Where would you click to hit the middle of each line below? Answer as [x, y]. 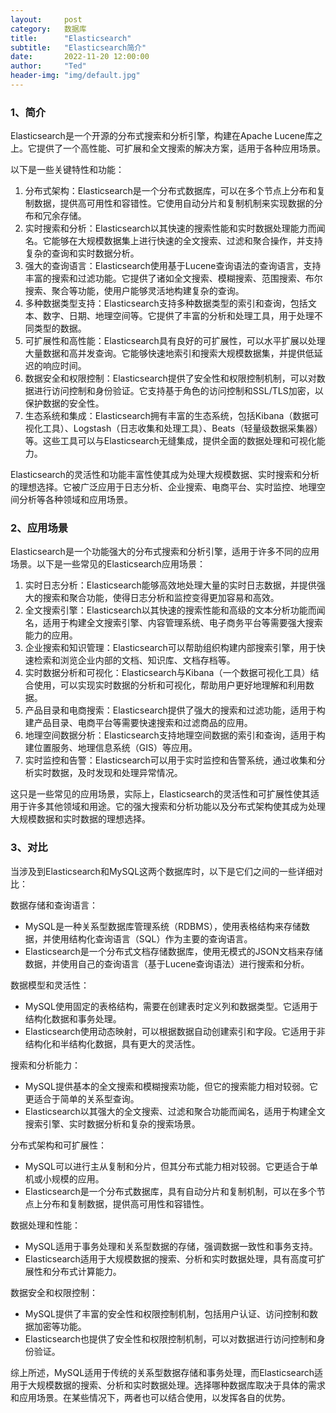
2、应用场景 [39, 528]
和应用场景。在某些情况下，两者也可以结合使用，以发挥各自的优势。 [150, 1397]
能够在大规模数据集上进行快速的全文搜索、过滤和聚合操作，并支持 [187, 241]
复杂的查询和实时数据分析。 [82, 253]
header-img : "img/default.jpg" [75, 76]
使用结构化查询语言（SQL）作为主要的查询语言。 [152, 938]
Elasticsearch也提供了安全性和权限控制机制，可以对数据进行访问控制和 [170, 1338]
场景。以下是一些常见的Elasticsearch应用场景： [108, 564]
